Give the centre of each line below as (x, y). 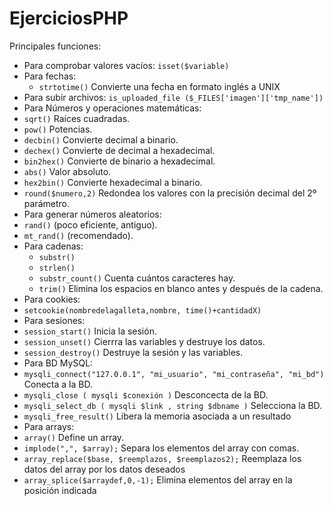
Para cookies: (52, 299)
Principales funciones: (55, 46)
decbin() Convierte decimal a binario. (101, 139)
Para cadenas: (53, 246)
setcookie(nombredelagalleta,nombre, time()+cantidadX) (142, 310)
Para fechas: (50, 76)
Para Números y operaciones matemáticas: (112, 108)
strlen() (57, 268)
